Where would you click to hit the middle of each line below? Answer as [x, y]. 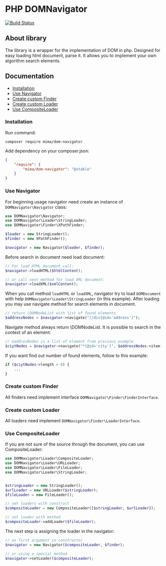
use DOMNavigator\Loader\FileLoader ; [44, 468]
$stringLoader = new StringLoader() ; [44, 485]
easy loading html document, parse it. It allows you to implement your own [81, 55]
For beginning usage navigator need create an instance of [64, 202]
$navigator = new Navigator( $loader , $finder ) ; [55, 247]
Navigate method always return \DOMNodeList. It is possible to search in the [83, 327]
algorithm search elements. [33, 61]
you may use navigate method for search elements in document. [71, 304]
